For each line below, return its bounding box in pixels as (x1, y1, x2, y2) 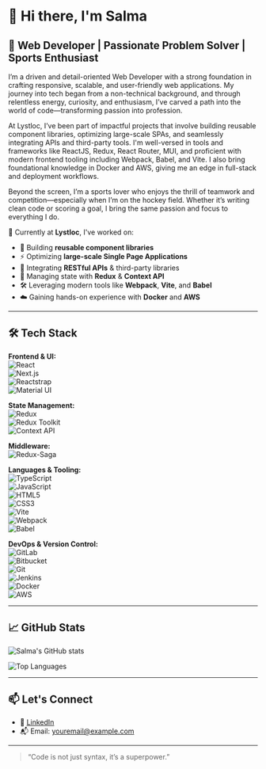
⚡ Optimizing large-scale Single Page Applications (19, 252, 188, 261)
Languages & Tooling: (8, 465, 82, 474)
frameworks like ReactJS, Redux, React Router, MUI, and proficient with (8, 147, 241, 155)
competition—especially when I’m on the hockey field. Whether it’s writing (8, 196, 249, 204)
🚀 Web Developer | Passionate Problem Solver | (8, 39, 246, 52)
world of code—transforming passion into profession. (8, 106, 183, 115)
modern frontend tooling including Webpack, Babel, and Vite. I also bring (8, 154, 245, 164)
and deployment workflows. (8, 172, 99, 181)
